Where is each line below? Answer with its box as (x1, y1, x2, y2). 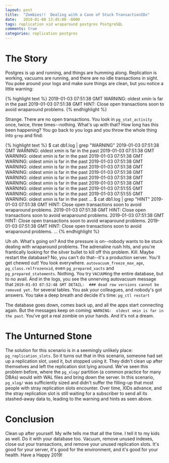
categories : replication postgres (5, 31, 78, 36)
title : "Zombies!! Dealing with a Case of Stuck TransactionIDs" (5, 12, 150, 17)
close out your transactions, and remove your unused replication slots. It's (5, 441, 159, 447)
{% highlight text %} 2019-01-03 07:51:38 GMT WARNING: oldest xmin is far (5, 95, 163, 101)
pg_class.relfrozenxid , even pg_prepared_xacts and (5, 265, 115, 271)
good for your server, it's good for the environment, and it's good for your (5, 446, 158, 452)
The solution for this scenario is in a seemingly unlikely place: (5, 347, 133, 353)
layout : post (5, 7, 33, 13)
